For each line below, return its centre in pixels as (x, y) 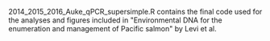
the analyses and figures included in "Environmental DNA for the (116, 20)
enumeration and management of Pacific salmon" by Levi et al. (113, 29)
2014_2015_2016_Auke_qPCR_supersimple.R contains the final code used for (135, 12)
